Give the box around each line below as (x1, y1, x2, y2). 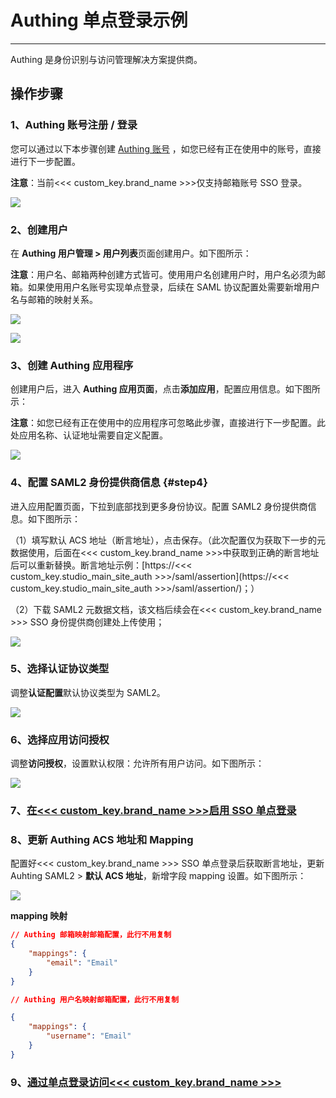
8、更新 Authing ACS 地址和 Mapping (10, 832, 194, 846)
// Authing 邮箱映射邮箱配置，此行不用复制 (10, 930, 172, 940)
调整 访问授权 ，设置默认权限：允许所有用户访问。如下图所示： (10, 757, 265, 770)
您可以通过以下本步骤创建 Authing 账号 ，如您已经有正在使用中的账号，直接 (10, 142, 322, 155)
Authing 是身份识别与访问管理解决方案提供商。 (10, 53, 203, 65)
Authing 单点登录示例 (10, 9, 188, 32)
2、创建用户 (10, 222, 69, 236)
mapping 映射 (10, 910, 68, 922)
